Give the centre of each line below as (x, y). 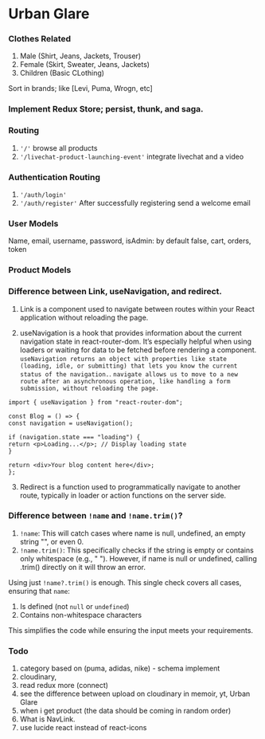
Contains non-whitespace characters (80, 615)
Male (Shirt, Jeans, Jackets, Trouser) (80, 56)
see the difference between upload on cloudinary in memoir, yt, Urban (135, 694)
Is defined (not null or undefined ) (74, 606)
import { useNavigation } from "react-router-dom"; (95, 402)
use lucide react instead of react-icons (83, 728)
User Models (33, 223)
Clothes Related (40, 39)
